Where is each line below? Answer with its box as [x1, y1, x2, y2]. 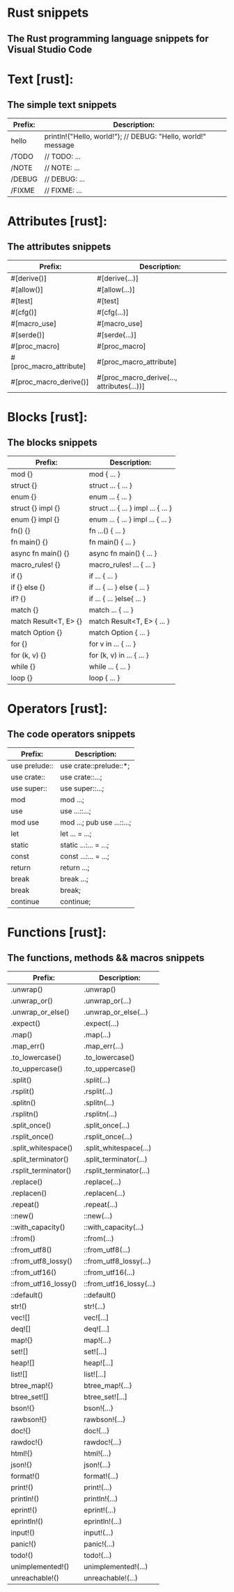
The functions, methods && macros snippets [7, 952, 205, 964]
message [44, 140, 75, 150]
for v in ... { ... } [88, 639, 136, 648]
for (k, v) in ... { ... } [88, 650, 150, 660]
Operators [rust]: [7, 701, 108, 717]
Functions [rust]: [7, 924, 107, 940]
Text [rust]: [7, 71, 74, 87]
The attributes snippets [7, 241, 111, 253]
